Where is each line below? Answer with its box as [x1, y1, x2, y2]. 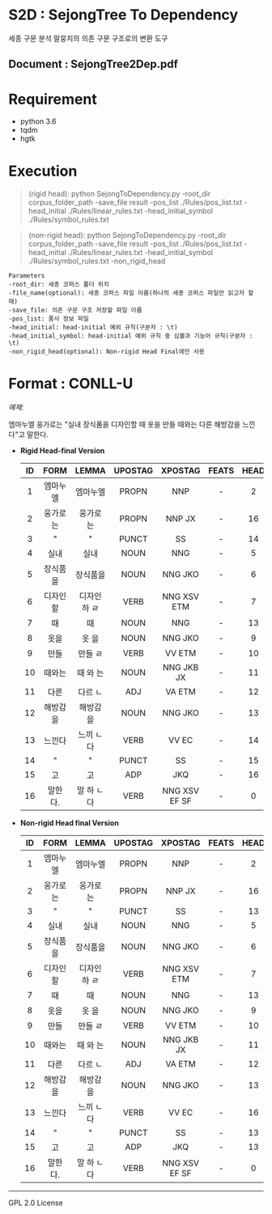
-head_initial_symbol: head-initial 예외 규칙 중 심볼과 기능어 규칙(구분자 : [8, 332, 253, 341]
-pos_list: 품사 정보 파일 [8, 315, 89, 323]
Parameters [8, 272, 45, 280]
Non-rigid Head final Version [19, 818, 119, 828]
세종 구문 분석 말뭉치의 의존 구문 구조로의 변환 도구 [8, 33, 168, 43]
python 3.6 [19, 117, 57, 126]
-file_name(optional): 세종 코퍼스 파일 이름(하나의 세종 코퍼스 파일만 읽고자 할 [8, 289, 254, 297]
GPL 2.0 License [8, 1198, 63, 1208]
